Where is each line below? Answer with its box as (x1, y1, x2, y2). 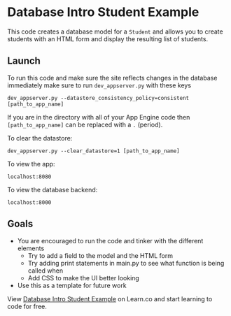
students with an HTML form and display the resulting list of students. (7, 34, 209, 43)
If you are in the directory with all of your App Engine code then (7, 113, 190, 121)
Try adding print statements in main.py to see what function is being (27, 259, 225, 267)
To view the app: (7, 159, 55, 168)
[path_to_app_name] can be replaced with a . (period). (7, 120, 163, 129)
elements (17, 244, 45, 252)
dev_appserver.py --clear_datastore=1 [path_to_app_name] (7, 148, 180, 155)
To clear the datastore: (7, 134, 73, 142)
